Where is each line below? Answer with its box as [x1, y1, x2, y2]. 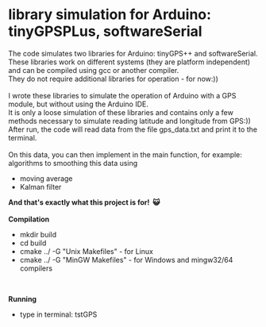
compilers [19, 264, 53, 273]
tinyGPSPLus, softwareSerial [8, 22, 202, 40]
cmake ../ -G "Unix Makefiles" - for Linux [19, 246, 153, 256]
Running [8, 294, 37, 303]
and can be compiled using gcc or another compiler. [8, 65, 179, 75]
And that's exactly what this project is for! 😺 [8, 197, 160, 207]
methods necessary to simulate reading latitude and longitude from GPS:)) [8, 116, 252, 125]
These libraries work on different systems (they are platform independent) [8, 57, 251, 67]
